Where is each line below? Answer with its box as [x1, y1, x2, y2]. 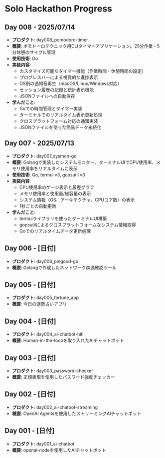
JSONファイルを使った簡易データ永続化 [19, 124, 102, 130]
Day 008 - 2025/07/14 [4, 23, 75, 31]
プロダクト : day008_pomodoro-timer [11, 37, 88, 42]
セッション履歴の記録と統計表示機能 [19, 87, 94, 92]
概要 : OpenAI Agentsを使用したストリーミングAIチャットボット [11, 410, 142, 416]
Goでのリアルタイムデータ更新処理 [19, 228, 91, 234]
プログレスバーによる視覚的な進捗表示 [19, 74, 98, 80]
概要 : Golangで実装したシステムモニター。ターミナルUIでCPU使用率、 [11, 159, 157, 165]
